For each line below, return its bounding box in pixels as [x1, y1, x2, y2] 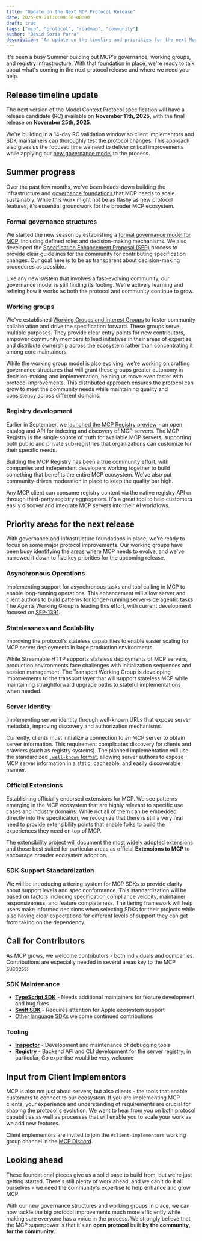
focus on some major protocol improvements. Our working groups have [6, 542, 183, 549]
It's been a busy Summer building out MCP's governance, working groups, [6, 54, 191, 60]
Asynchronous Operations [6, 569, 85, 578]
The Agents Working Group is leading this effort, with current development [6, 602, 191, 609]
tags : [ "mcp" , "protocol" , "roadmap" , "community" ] [6, 25, 138, 32]
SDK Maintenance [6, 980, 60, 988]
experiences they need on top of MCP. [6, 827, 102, 834]
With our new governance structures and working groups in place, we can [6, 1202, 190, 1209]
